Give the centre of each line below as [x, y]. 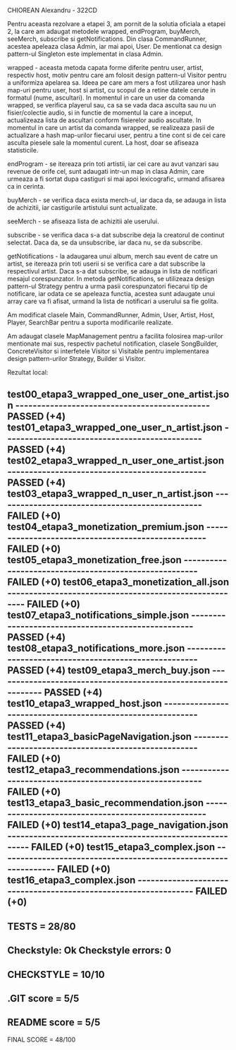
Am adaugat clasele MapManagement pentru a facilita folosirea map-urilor [115, 336]
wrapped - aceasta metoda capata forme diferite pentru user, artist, [106, 67]
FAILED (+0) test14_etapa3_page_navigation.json [118, 825]
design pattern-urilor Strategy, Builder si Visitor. [76, 359]
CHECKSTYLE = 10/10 [56, 974]
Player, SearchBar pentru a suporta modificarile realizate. [90, 322]
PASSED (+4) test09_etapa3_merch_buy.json [108, 671]
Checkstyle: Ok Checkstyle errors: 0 [89, 951]
